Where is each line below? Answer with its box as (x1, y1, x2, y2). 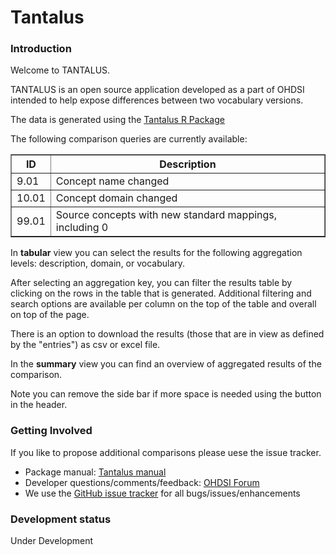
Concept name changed (55, 174, 170, 188)
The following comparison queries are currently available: (10, 133, 248, 145)
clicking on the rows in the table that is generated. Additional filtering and (10, 287, 312, 300)
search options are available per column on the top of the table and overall (10, 298, 317, 310)
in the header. (10, 399, 68, 411)
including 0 (55, 221, 109, 235)
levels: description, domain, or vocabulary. (10, 257, 186, 270)
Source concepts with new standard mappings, (55, 208, 278, 222)
